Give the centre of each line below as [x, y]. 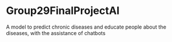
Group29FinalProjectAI [63, 11]
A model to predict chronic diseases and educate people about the [86, 27]
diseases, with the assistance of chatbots [56, 33]
